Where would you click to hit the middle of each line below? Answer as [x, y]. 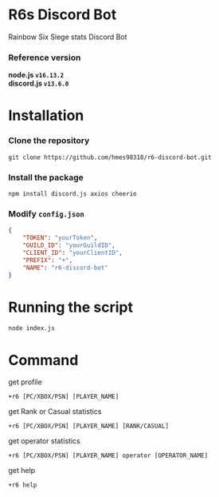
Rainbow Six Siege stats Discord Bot [68, 37]
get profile [25, 382]
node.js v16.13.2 [36, 75]
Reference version [45, 58]
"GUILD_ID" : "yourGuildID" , [69, 245]
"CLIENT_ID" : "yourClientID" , [73, 252]
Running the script [71, 307]
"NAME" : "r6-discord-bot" [66, 268]
